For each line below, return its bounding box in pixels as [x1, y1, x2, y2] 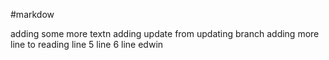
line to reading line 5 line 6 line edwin [10, 39, 164, 50]
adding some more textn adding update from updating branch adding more [10, 28, 320, 39]
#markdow [10, 9, 55, 20]
